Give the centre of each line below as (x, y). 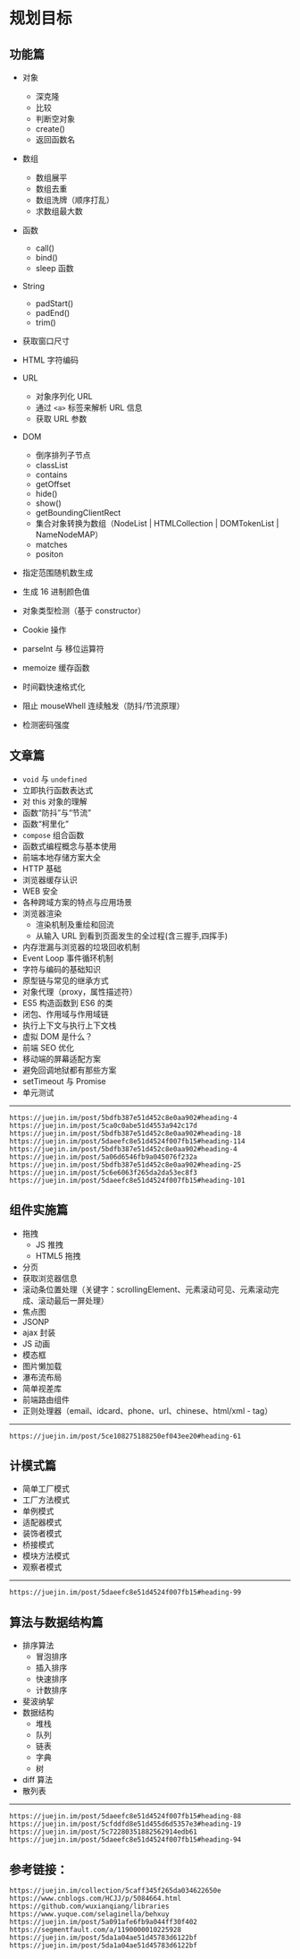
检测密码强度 (46, 725)
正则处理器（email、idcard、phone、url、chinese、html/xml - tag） (147, 1410)
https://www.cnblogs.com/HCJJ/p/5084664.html (95, 1899)
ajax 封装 (39, 1332)
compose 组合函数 (53, 834)
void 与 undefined (54, 779)
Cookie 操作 (44, 629)
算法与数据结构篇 (56, 1622)
